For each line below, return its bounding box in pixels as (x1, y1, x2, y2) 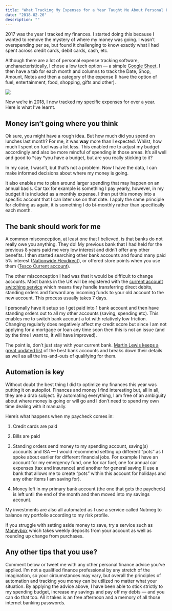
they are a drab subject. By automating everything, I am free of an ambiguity (5, 392, 166, 398)
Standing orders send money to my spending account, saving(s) (12, 443, 148, 449)
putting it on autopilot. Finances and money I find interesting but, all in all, (5, 387, 160, 393)
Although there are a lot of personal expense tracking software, (5, 58, 139, 64)
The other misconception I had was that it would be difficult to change (5, 273, 154, 279)
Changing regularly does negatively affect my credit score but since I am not (5, 321, 167, 327)
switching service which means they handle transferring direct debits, (5, 284, 153, 290)
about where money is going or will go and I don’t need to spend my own (5, 397, 159, 404)
